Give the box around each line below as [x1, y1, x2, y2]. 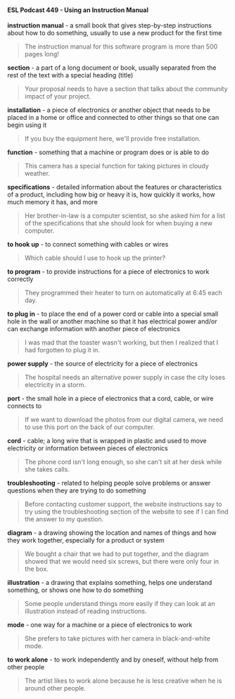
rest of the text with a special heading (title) [7, 71, 134, 80]
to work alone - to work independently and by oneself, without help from [7, 655, 219, 664]
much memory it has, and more [7, 198, 99, 206]
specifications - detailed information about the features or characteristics [7, 183, 222, 192]
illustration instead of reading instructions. [24, 607, 147, 616]
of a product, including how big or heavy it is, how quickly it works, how [7, 190, 216, 199]
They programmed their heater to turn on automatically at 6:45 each [24, 289, 223, 297]
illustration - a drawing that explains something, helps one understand [7, 579, 212, 587]
